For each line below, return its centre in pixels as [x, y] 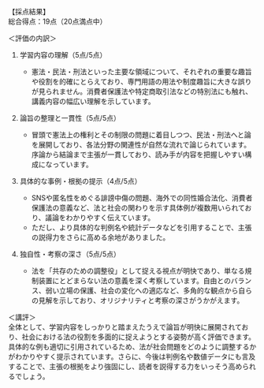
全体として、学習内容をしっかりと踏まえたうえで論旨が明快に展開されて [125, 327]
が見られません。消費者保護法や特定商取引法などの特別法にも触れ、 [142, 91]
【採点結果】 [29, 11]
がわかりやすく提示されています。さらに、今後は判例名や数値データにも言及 [132, 356]
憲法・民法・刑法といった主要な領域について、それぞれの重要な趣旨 [141, 72]
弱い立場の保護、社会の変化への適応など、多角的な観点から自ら [149, 291]
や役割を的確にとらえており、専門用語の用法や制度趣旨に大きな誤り [141, 82]
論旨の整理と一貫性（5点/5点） [70, 118]
